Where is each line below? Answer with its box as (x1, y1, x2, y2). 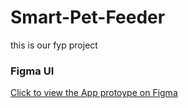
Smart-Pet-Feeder (10, 6, 166, 29)
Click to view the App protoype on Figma (10, 87, 178, 99)
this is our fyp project (10, 39, 98, 51)
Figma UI (10, 64, 55, 78)
